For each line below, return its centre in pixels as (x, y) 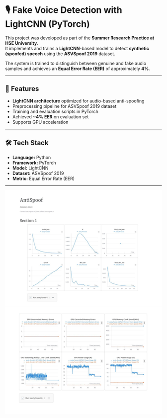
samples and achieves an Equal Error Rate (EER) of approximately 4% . (78, 69)
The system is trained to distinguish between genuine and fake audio (76, 63)
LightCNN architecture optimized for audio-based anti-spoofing (78, 101)
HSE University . (22, 43)
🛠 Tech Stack (27, 143)
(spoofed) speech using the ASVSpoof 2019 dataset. (60, 54)
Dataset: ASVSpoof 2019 (38, 173)
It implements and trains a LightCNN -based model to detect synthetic (77, 48)
